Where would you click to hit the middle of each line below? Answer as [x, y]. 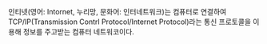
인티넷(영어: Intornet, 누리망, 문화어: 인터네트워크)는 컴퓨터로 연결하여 [118, 12]
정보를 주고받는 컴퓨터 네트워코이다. [78, 32]
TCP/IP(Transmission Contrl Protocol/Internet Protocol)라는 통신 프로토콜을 [130, 22]
